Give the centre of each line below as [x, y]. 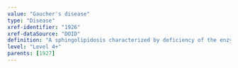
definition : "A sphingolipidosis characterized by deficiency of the [112, 40]
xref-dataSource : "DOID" [44, 34]
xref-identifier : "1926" [44, 27]
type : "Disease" [31, 21]
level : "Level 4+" [34, 47]
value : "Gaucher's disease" [49, 14]
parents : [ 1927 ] [31, 54]
